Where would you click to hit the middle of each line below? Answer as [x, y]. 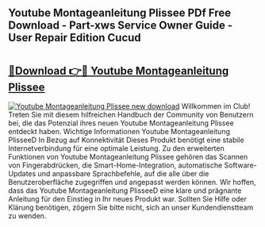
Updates [22, 173]
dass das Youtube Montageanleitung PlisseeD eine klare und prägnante [125, 190]
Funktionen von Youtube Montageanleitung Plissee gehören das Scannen [128, 157]
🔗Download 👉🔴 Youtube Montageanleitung [119, 71]
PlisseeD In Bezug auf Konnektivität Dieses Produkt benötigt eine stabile [126, 140]
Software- [241, 165]
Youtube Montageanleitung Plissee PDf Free [120, 13]
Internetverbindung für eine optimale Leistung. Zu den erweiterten [116, 148]
